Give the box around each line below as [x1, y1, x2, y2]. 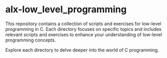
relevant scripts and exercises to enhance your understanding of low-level [5, 31, 162, 37]
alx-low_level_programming [5, 4, 127, 15]
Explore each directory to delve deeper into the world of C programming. [5, 47, 159, 53]
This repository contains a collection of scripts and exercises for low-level [5, 21, 161, 27]
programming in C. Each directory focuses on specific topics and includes [5, 26, 162, 32]
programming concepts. [5, 37, 56, 43]
